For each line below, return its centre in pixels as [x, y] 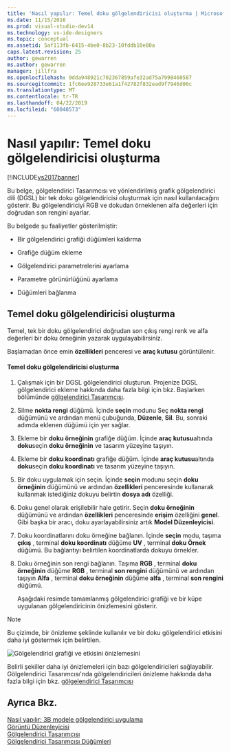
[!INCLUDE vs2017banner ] [44, 177]
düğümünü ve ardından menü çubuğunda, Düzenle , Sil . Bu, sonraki [112, 418]
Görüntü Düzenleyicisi [38, 727]
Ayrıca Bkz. [32, 703]
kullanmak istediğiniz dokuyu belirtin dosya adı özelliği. [95, 494]
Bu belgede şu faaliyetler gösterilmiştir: [63, 226]
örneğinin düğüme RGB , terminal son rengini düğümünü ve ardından [115, 570]
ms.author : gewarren [37, 65]
